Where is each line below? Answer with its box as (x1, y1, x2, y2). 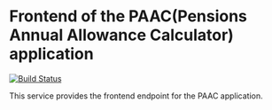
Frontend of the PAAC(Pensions (9, 6, 248, 27)
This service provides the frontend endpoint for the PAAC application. (9, 90, 263, 101)
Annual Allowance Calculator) (9, 25, 235, 45)
